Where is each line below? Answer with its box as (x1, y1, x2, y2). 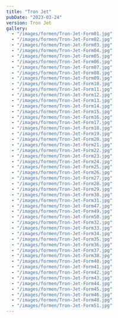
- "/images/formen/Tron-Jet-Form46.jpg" (11, 292, 113, 298)
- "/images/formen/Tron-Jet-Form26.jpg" (11, 169, 113, 176)
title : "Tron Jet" (6, 8, 52, 15)
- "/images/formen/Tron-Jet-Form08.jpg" (11, 70, 113, 76)
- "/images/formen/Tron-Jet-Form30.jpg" (11, 192, 113, 197)
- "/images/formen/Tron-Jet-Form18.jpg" (11, 125, 113, 131)
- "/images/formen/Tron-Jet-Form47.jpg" (11, 203, 113, 209)
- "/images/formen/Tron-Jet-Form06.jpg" (11, 58, 113, 64)
